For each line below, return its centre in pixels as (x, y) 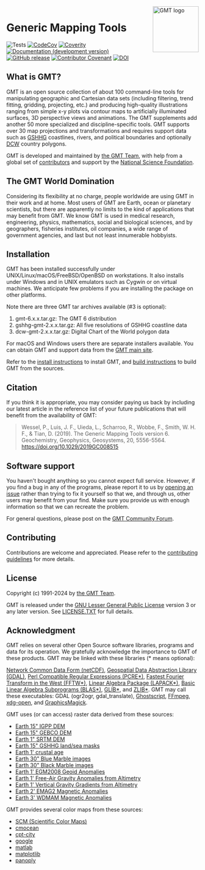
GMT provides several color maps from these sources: (75, 809)
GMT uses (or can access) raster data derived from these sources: (90, 715)
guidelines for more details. (41, 559)
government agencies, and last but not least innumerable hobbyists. (92, 235)
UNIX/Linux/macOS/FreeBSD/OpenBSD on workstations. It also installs (95, 275)
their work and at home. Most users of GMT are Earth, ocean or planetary (99, 203)
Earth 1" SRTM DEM (40, 739)
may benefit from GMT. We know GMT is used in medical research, (91, 215)
